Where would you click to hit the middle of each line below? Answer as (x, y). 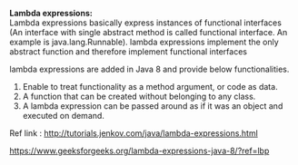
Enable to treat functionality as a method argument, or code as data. (150, 87)
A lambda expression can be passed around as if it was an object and (153, 106)
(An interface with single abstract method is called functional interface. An (149, 32)
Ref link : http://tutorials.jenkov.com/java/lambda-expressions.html (134, 133)
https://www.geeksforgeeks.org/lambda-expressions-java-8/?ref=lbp (139, 150)
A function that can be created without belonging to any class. (139, 96)
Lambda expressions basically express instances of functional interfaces (145, 23)
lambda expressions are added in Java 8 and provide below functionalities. (149, 69)
